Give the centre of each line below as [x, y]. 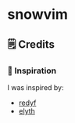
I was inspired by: [36, 87]
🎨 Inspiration [32, 71]
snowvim [37, 14]
